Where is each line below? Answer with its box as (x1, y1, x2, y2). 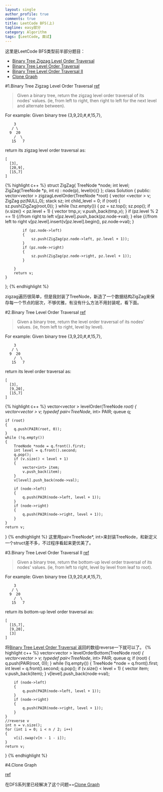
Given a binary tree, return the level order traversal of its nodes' (17, 319, 145, 325)
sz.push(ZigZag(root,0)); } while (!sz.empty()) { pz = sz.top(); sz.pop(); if (5, 203, 150, 209)
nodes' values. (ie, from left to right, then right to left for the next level (17, 97, 157, 103)
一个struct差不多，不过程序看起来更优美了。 (5, 540, 94, 546)
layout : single (5, 7, 36, 12)
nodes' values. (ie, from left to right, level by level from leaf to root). (17, 564, 152, 570)
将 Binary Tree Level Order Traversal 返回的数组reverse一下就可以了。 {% (5, 644, 152, 650)
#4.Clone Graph (5, 762, 37, 768)
